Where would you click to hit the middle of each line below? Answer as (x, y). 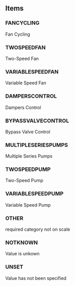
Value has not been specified (36, 278)
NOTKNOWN (22, 243)
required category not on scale (38, 229)
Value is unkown (22, 254)
